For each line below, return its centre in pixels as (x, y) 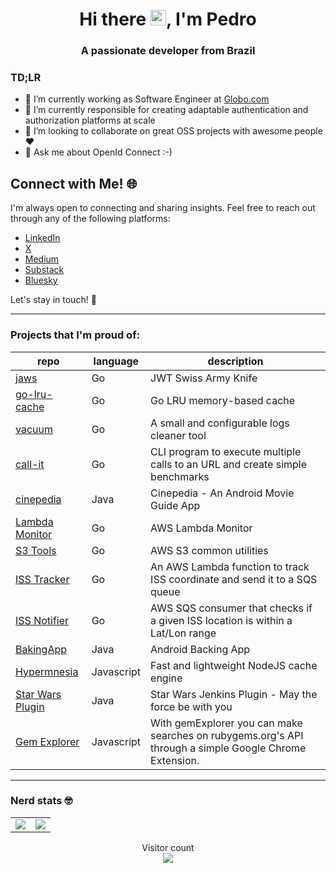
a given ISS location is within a (221, 620)
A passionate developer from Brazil (168, 51)
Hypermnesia (47, 671)
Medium (42, 259)
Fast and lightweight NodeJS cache (234, 665)
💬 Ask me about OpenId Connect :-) (98, 152)
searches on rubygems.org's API (227, 735)
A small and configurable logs (220, 423)
